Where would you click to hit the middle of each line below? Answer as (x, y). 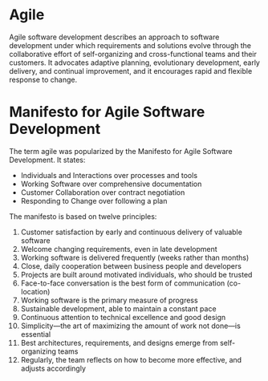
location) (35, 291)
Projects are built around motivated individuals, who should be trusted (136, 274)
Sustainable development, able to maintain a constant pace (118, 308)
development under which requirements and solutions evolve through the (130, 45)
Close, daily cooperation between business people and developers (131, 265)
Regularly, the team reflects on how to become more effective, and (131, 359)
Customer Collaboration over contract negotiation (103, 192)
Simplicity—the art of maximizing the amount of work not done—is (131, 326)
